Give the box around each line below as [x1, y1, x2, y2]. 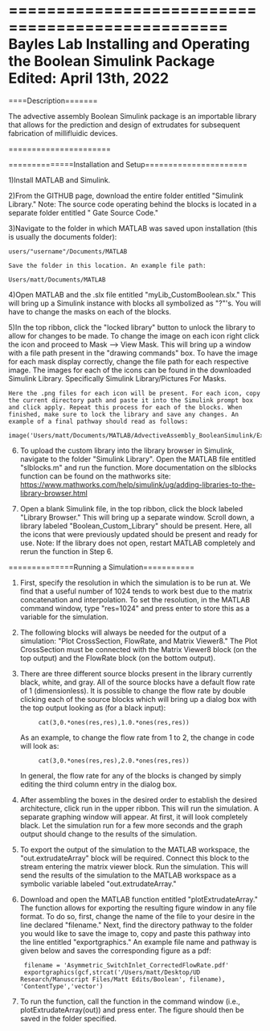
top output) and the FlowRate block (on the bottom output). [19, 653, 215, 663]
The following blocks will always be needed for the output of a [19, 627, 227, 637]
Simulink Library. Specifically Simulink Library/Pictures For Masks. [8, 373, 227, 383]
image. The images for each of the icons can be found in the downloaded [8, 365, 252, 375]
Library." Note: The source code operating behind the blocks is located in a [8, 199, 257, 209]
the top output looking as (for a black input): [19, 703, 166, 713]
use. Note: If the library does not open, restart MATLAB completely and [19, 538, 256, 548]
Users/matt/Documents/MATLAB [8, 275, 106, 284]
